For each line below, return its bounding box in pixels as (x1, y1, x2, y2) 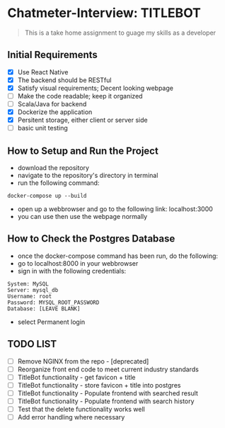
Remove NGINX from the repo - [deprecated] (17, 356, 149, 366)
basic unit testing (17, 124, 69, 133)
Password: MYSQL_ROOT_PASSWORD (7, 299, 100, 306)
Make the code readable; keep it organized (17, 91, 143, 100)
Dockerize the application (17, 108, 93, 116)
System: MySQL (7, 280, 50, 288)
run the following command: (17, 179, 100, 187)
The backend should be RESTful (17, 76, 112, 84)
